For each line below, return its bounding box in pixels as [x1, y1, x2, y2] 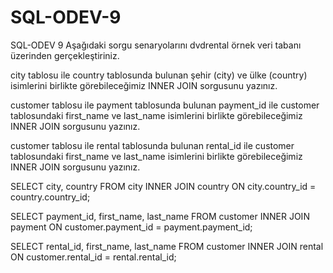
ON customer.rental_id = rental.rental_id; [10, 251, 177, 263]
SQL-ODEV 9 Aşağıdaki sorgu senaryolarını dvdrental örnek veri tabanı [10, 39, 302, 51]
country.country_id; [10, 191, 91, 203]
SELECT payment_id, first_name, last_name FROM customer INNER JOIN [10, 210, 310, 222]
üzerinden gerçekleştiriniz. [10, 49, 120, 61]
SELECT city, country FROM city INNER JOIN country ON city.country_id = [10, 180, 317, 192]
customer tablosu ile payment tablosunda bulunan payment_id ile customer [10, 99, 320, 111]
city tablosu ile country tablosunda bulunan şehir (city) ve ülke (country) [10, 69, 308, 81]
